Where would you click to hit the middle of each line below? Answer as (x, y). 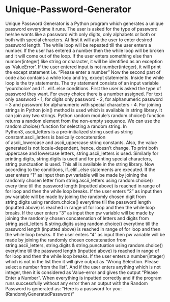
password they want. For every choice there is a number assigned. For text (84, 94)
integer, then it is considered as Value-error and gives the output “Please (82, 272)
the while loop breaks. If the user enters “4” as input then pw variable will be (85, 234)
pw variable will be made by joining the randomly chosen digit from (76, 197)
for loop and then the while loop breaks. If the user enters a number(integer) (85, 256)
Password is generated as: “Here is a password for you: (64, 288)
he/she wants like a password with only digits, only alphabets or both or (80, 34)
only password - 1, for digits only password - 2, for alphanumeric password (84, 99)
